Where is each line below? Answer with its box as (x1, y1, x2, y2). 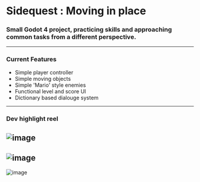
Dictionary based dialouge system (14, 94, 99, 101)
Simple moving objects (14, 75, 71, 82)
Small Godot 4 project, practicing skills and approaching (6, 26, 173, 34)
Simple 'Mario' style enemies (14, 81, 86, 89)
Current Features (6, 55, 57, 64)
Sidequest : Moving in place (6, 4, 146, 18)
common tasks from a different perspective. (6, 33, 137, 41)
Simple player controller (14, 68, 73, 76)
